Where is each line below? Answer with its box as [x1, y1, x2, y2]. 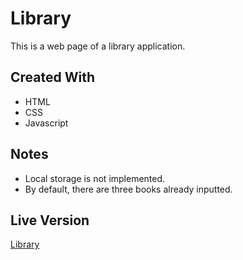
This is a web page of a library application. [10, 40, 186, 52]
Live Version [10, 212, 90, 229]
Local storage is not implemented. [24, 172, 166, 184]
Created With [10, 69, 95, 86]
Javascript [24, 117, 69, 129]
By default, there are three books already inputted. [24, 183, 233, 195]
